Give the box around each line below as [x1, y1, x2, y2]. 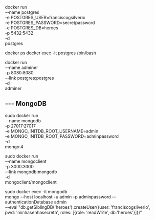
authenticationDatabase [5, 199, 53, 205]
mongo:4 [5, 144, 23, 150]
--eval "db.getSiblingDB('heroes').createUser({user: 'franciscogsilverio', [5, 204, 151, 210]
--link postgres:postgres [5, 75, 54, 81]
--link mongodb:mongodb [5, 169, 57, 175]
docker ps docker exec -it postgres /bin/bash [5, 50, 96, 56]
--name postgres [5, 9, 40, 15]
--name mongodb [5, 117, 41, 124]
